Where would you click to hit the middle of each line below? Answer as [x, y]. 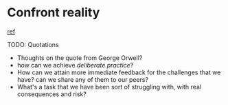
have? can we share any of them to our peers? [83, 79]
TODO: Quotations [33, 44]
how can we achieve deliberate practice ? [75, 65]
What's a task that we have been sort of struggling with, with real [109, 87]
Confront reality [54, 13]
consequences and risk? [52, 94]
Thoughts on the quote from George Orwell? [80, 58]
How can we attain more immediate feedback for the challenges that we [119, 72]
